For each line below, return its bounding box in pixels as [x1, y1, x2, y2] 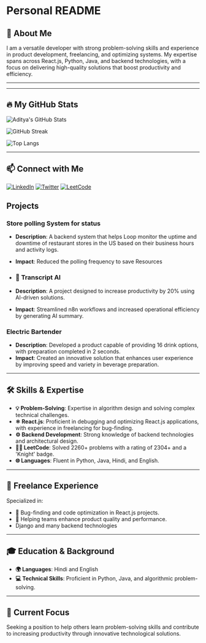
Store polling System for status [6, 219, 101, 227]
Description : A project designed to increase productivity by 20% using [15, 287, 195, 295]
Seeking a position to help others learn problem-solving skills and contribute [6, 623, 199, 631]
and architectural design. [15, 437, 78, 445]
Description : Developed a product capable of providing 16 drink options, [15, 341, 199, 348]
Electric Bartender [6, 327, 63, 336]
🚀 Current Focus [6, 607, 70, 617]
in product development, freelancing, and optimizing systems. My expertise [6, 51, 197, 58]
